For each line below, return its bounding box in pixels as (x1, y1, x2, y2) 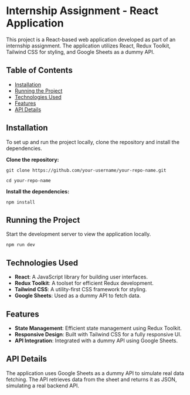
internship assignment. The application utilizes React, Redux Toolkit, (6, 42, 171, 49)
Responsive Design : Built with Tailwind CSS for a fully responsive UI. (14, 331, 182, 338)
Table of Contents (6, 66, 73, 76)
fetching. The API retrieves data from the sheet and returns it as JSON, (6, 376, 177, 383)
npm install (6, 199, 35, 205)
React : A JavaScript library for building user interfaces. (14, 274, 148, 281)
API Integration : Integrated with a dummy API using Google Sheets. (14, 337, 178, 344)
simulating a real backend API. (6, 382, 79, 389)
